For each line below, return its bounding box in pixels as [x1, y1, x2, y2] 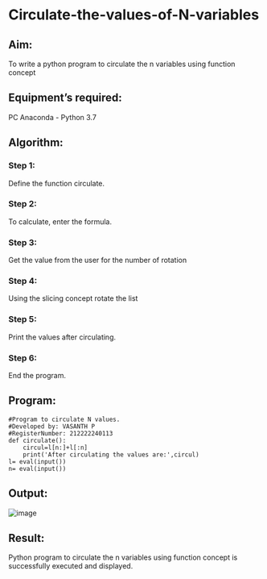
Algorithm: [8, 135, 64, 150]
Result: [8, 531, 45, 545]
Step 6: [8, 352, 38, 364]
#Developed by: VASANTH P [8, 422, 95, 431]
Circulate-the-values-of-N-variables [8, 6, 260, 24]
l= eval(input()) [8, 457, 67, 465]
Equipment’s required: [8, 91, 122, 105]
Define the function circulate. [8, 178, 105, 188]
